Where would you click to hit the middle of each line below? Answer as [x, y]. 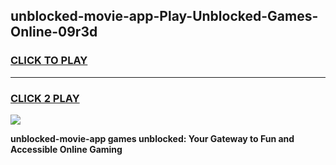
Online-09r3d [54, 32]
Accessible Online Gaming [66, 149]
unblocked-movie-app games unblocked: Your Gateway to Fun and [152, 138]
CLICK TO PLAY [49, 61]
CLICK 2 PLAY [45, 98]
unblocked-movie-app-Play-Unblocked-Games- [164, 16]
